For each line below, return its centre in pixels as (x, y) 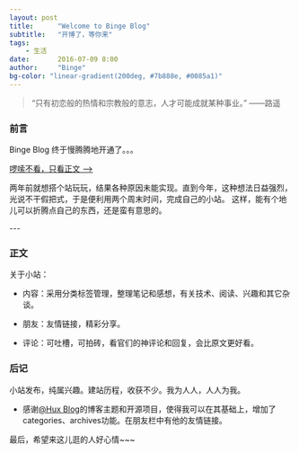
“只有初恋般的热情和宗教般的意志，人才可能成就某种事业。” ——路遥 (156, 102)
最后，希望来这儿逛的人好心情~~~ (72, 439)
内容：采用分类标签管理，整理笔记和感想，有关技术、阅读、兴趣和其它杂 (156, 294)
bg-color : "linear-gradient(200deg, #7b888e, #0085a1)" (116, 76)
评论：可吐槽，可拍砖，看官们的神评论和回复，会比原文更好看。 (140, 343)
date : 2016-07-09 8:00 (64, 59)
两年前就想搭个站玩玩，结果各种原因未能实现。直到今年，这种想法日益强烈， (151, 188)
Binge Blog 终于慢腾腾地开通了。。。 (74, 150)
